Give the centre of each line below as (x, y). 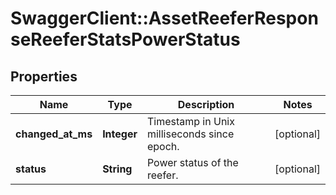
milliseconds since (190, 134)
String (117, 169)
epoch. (163, 146)
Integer (120, 134)
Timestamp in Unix (190, 121)
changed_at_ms (54, 134)
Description (206, 104)
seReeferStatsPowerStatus (125, 39)
